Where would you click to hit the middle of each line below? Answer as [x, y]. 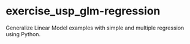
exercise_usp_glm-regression [83, 11]
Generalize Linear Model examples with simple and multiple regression [95, 28]
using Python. [23, 34]
